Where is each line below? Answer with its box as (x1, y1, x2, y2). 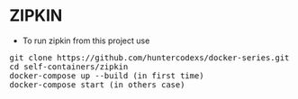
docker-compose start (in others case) (9, 79, 185, 90)
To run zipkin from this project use (22, 35, 150, 46)
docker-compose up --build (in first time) (9, 70, 204, 81)
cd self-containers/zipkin (9, 61, 129, 72)
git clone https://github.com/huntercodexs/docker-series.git (9, 52, 290, 63)
